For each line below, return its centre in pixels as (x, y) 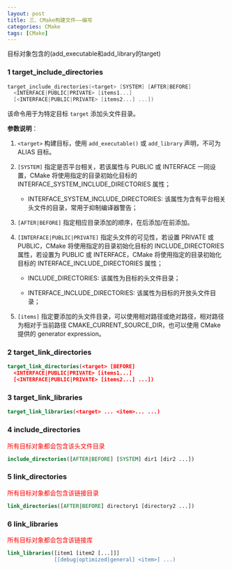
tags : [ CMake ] (28, 33)
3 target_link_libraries (45, 397)
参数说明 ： (23, 129)
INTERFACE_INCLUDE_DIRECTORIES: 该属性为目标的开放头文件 (119, 293)
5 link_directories (37, 477)
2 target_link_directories (49, 352)
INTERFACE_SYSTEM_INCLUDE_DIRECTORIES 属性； (94, 184)
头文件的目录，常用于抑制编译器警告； (83, 208)
